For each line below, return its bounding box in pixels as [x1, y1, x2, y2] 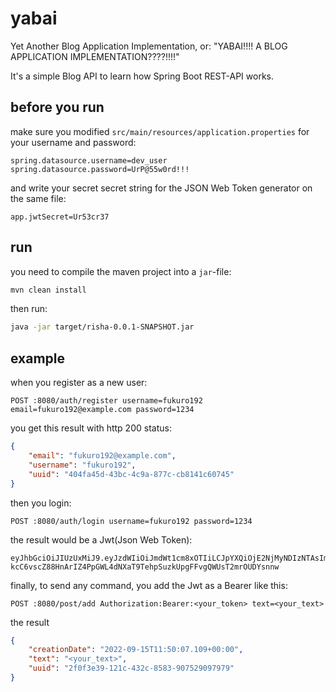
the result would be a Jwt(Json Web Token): [10, 533, 193, 546]
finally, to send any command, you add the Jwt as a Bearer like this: [10, 579, 288, 591]
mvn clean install [10, 285, 87, 295]
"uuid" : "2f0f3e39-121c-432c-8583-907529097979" [28, 663, 235, 674]
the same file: [10, 192, 67, 204]
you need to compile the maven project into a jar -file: [10, 265, 232, 277]
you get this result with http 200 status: [10, 422, 172, 434]
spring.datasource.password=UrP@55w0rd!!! [10, 164, 190, 174]
